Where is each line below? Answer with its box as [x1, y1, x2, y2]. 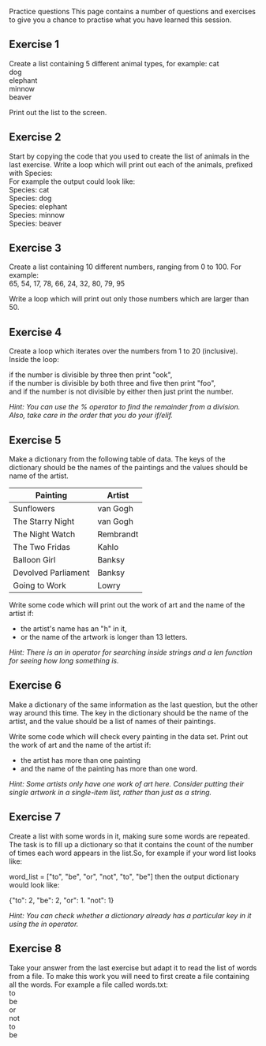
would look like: [9, 880, 60, 890]
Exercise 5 [9, 433, 62, 446]
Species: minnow [9, 210, 66, 219]
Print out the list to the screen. [9, 107, 107, 117]
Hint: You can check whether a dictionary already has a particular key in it [9, 910, 252, 920]
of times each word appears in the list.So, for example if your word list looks [9, 848, 257, 857]
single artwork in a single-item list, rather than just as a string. [9, 787, 212, 797]
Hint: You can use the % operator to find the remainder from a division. [9, 402, 241, 412]
